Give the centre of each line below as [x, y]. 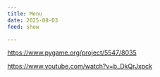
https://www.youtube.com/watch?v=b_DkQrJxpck [80, 66]
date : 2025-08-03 [33, 20]
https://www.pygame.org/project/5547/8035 [72, 52]
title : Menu [25, 14]
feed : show [23, 27]
